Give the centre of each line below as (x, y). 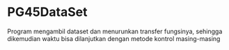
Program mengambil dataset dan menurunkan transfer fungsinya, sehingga (115, 31)
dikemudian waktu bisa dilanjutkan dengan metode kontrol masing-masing (114, 38)
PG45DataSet (47, 12)
